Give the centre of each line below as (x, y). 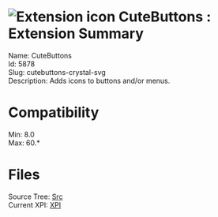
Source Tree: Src (36, 196)
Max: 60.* (24, 143)
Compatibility (54, 112)
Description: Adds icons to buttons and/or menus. (89, 80)
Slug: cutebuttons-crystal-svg (57, 72)
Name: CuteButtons (40, 55)
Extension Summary (76, 34)
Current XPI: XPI (35, 204)
